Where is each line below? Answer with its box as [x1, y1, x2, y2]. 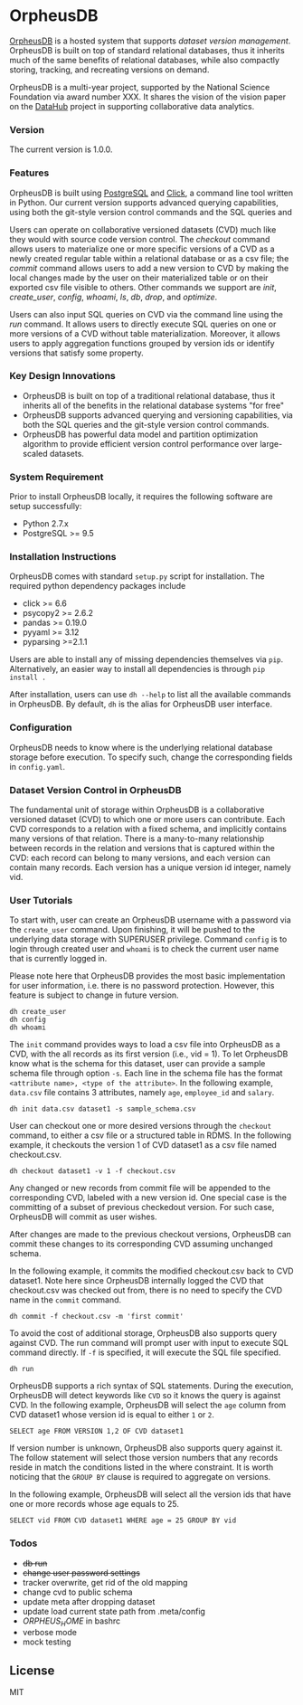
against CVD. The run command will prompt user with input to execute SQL [9, 1338, 289, 1349]
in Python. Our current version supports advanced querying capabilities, [9, 196, 279, 208]
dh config [9, 1015, 47, 1025]
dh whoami [9, 1023, 47, 1032]
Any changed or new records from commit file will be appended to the [9, 1182, 271, 1194]
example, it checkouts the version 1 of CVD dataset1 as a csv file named [9, 1140, 278, 1151]
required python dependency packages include [9, 581, 186, 592]
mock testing [22, 1636, 71, 1647]
